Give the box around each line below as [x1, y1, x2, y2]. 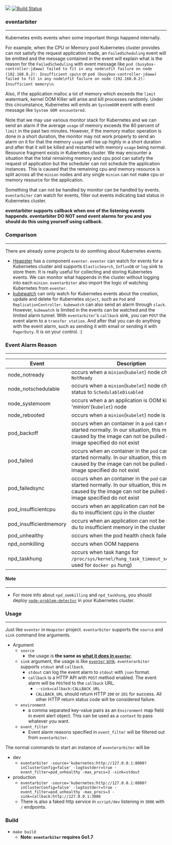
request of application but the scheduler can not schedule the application [5, 160, 160, 167]
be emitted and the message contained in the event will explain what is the [5, 55, 163, 61]
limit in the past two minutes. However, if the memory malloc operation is [5, 128, 162, 134]
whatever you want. [28, 718, 70, 725]
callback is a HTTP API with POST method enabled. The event [28, 674, 157, 681]
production [12, 774, 36, 780]
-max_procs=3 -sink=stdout [82, 770, 140, 775]
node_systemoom [8, 400, 51, 407]
